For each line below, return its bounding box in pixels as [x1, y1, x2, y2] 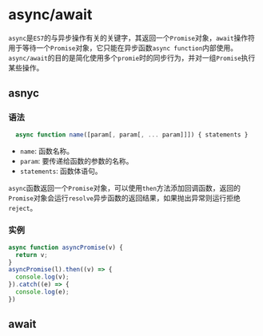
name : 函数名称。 [19, 146, 74, 156]
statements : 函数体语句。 [19, 166, 102, 176]
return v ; [15, 251, 48, 259]
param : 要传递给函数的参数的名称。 [19, 156, 133, 165]
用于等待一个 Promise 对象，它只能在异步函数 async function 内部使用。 [8, 42, 238, 53]
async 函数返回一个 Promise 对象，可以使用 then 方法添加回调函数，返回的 [8, 183, 241, 192]
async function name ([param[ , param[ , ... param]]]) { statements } [15, 130, 249, 139]
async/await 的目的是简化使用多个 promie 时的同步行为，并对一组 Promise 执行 [8, 53, 256, 62]
